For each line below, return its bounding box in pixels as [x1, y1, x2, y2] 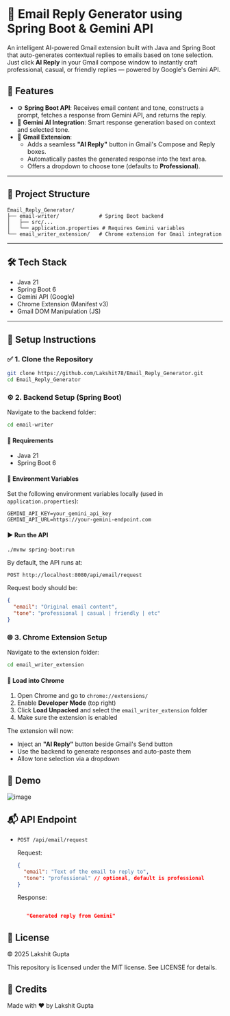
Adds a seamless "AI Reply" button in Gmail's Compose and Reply [27, 140, 216, 148]
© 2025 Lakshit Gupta [7, 950, 70, 958]
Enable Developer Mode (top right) [16, 699, 116, 707]
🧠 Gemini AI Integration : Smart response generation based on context [16, 118, 216, 126]
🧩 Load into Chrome [7, 676, 64, 684]
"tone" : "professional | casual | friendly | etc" [13, 610, 161, 617]
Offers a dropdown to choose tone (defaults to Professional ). [27, 161, 201, 170]
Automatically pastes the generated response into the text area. [27, 155, 207, 163]
